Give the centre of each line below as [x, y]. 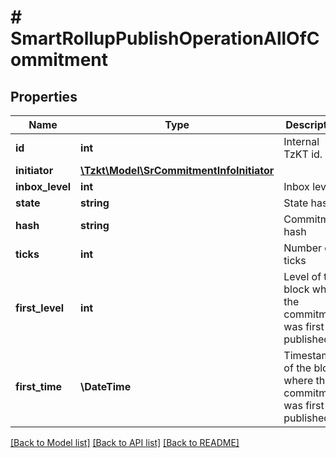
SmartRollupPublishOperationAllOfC [165, 38]
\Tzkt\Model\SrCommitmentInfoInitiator [177, 170]
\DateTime [106, 386]
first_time [39, 386]
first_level [40, 308]
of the [297, 368]
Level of [302, 276]
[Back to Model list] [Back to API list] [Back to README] [125, 442]
